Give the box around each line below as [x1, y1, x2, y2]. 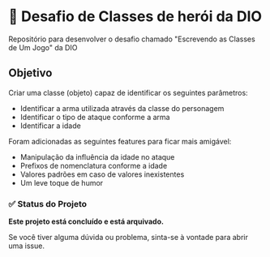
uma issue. [8, 241, 45, 251]
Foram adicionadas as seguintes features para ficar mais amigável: [8, 136, 232, 146]
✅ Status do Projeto [8, 198, 88, 209]
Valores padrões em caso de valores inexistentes [19, 169, 185, 179]
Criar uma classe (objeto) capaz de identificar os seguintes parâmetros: [8, 88, 249, 97]
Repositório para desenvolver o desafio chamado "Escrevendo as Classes [8, 34, 255, 44]
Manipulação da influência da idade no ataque [19, 152, 175, 161]
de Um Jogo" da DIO [8, 42, 78, 52]
